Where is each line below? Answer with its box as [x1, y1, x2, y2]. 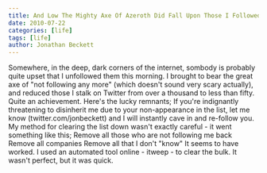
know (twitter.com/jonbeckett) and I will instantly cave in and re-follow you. [8, 113, 254, 123]
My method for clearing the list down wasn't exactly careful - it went [8, 122, 232, 132]
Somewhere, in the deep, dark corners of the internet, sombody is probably [8, 63, 256, 72]
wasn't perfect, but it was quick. [8, 156, 114, 165]
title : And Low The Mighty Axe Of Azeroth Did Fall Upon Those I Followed [8, 11, 261, 20]
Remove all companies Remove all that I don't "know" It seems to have [8, 139, 239, 148]
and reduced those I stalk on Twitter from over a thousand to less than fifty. [8, 88, 255, 98]
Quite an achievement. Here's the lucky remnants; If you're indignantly [8, 97, 239, 106]
